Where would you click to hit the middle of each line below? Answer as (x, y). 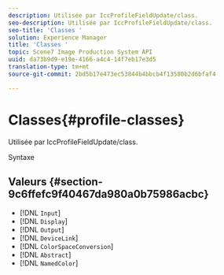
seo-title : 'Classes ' (45, 30)
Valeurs (28, 182)
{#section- (76, 182)
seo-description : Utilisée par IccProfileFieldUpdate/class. (110, 23)
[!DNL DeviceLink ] (49, 238)
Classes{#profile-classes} (96, 120)
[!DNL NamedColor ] (49, 263)
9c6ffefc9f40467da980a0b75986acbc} (109, 194)
